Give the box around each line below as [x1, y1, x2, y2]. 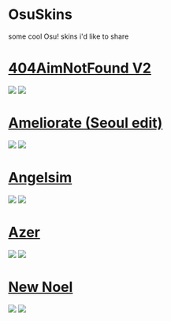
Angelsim [8, 169, 72, 186]
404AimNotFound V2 [8, 59, 152, 77]
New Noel [8, 278, 73, 296]
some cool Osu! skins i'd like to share [8, 32, 129, 41]
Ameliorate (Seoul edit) [8, 114, 163, 132]
